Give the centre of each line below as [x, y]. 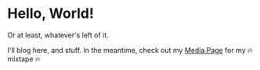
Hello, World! [51, 14]
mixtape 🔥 [24, 58]
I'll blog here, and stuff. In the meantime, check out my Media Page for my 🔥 [130, 50]
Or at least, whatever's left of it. [58, 35]
